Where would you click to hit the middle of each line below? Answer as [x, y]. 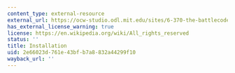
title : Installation [37, 46]
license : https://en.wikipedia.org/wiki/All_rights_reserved [98, 33]
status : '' [23, 40]
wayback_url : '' [31, 59]
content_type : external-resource [56, 14]
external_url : [28, 20]
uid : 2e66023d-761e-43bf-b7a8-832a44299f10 [72, 53]
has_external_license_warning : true [60, 26]
